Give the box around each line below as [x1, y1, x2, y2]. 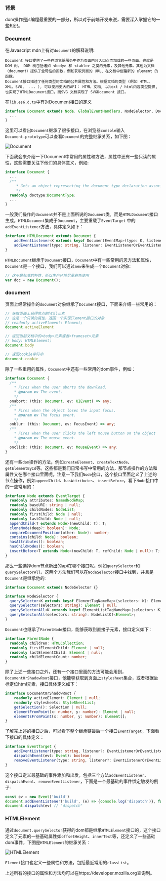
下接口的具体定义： [5, 734, 44, 740]
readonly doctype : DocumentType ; [9, 193, 77, 198]
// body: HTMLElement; [5, 338, 52, 343]
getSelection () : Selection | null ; [14, 705, 87, 710]
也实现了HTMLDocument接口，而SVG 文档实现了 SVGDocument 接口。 [5, 89, 128, 94]
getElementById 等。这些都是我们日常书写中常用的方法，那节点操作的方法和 [5, 465, 158, 471]
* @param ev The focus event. [14, 413, 77, 418]
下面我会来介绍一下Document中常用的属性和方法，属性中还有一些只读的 [5, 154, 152, 160]
